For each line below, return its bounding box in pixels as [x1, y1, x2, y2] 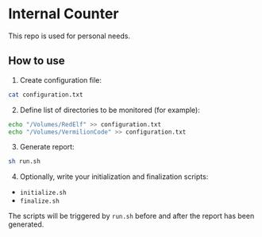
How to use [8, 54, 65, 68]
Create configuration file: [19, 75, 102, 84]
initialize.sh [19, 188, 67, 197]
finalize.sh [19, 197, 60, 205]
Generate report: [19, 142, 75, 152]
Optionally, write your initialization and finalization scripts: [19, 172, 209, 181]
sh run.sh [8, 157, 41, 165]
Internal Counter [8, 5, 119, 23]
